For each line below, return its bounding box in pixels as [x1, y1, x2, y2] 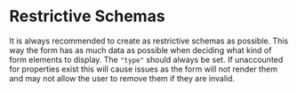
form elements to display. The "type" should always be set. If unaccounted [9, 54, 284, 65]
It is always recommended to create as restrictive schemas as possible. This [9, 35, 289, 46]
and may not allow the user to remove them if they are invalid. [9, 73, 236, 83]
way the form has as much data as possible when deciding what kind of [9, 44, 272, 55]
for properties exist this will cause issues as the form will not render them [9, 64, 278, 74]
